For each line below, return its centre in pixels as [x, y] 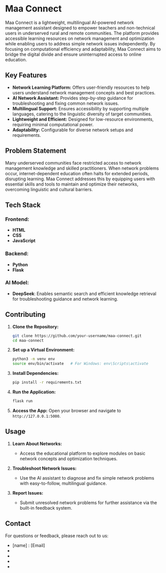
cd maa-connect [28, 340]
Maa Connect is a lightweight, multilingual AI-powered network [70, 22]
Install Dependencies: [35, 373]
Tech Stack [23, 205]
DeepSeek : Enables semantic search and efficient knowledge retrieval [84, 293]
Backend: [17, 254]
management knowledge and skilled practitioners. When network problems [82, 168]
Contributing [25, 315]
